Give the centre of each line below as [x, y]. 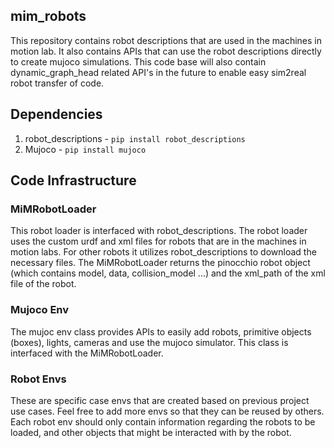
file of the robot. [43, 284]
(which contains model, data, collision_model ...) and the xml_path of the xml [168, 273]
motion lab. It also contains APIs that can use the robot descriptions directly [166, 51]
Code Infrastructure [73, 180]
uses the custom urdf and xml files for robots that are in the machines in [158, 241]
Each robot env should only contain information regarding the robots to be [163, 421]
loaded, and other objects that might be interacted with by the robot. [151, 432]
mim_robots [48, 16]
